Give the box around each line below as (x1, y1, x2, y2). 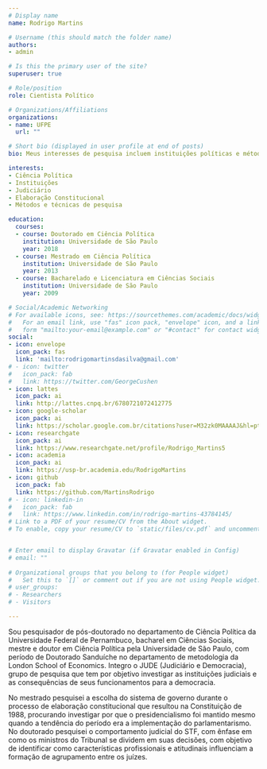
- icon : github (8, 473, 59, 481)
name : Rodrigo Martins (8, 19, 83, 27)
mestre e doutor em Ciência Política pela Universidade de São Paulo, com (8, 643, 250, 653)
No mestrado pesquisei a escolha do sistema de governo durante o (8, 693, 228, 702)
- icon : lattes (8, 384, 59, 393)
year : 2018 (22, 245, 59, 253)
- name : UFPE (8, 121, 52, 129)
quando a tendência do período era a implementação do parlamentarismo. (8, 718, 252, 728)
